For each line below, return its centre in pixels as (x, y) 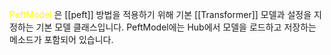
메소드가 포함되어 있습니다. (61, 39)
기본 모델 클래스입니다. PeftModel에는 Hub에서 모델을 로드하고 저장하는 (176, 27)
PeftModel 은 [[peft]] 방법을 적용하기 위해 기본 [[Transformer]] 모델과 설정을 (160, 14)
